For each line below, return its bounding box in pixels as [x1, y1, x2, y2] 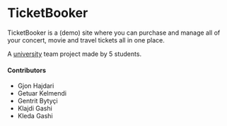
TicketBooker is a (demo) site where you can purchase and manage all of [7, 28, 221, 37]
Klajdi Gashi [17, 104, 53, 113]
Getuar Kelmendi [17, 89, 67, 98]
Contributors [7, 66, 47, 74]
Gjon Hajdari [17, 81, 54, 90]
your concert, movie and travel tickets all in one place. [7, 35, 165, 44]
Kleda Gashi [17, 112, 53, 120]
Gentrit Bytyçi [17, 97, 58, 105]
